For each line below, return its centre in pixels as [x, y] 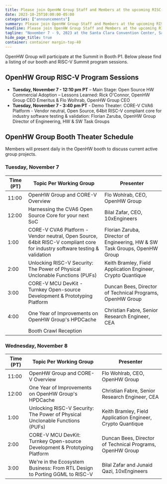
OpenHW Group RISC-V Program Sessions [72, 78]
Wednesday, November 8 [37, 346]
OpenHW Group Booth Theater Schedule [69, 137]
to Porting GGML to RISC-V [61, 474]
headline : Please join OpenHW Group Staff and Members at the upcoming [81, 28]
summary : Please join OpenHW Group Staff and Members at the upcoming [80, 24]
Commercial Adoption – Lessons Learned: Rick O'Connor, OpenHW [81, 95]
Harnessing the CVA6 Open [60, 209]
